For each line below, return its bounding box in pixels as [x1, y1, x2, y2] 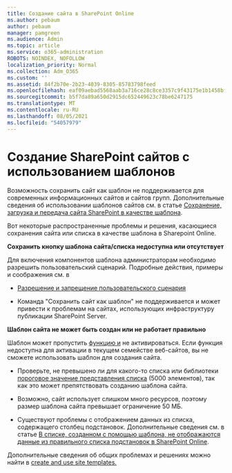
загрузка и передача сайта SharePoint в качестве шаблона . [7, 209, 183, 217]
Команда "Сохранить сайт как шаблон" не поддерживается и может [17, 298, 221, 306]
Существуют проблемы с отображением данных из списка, [17, 416, 195, 424]
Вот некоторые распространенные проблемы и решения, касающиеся [7, 222, 217, 230]
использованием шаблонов [7, 164, 175, 180]
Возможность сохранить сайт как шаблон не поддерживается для [7, 186, 204, 195]
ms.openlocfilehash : [7, 87, 67, 94]
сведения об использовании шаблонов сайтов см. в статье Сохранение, [7, 201, 222, 209]
